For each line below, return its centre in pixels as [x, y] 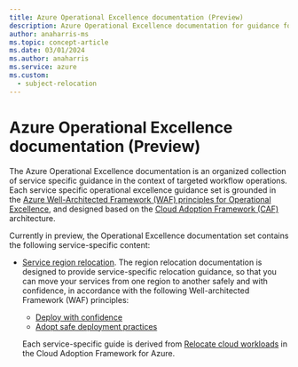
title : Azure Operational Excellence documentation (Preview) [126, 17]
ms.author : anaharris [49, 59]
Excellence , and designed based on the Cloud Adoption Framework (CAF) [144, 209]
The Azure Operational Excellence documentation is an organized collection [148, 171]
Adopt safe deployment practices [96, 326]
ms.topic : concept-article [59, 42]
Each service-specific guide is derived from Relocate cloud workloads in [155, 344]
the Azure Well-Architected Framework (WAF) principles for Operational [141, 199]
